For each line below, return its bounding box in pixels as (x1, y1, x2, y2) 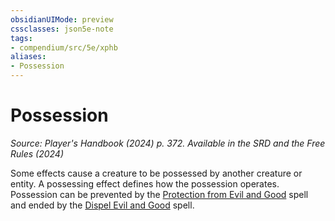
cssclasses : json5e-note (10, 24, 114, 34)
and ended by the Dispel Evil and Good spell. (10, 199, 195, 211)
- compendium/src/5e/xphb (10, 42, 118, 53)
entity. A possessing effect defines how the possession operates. (10, 177, 280, 190)
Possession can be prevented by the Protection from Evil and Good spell (10, 188, 309, 200)
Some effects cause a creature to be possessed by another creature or (10, 167, 303, 179)
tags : (10, 33, 33, 43)
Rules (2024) (10, 147, 65, 160)
